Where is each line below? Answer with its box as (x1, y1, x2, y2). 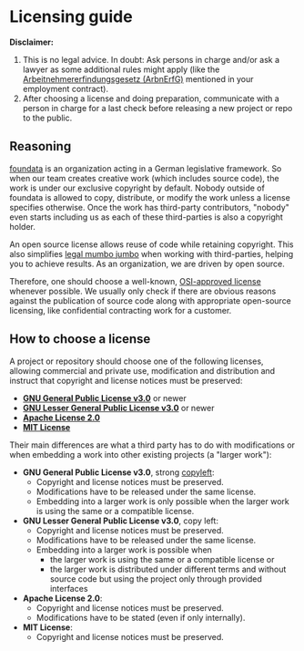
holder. (9, 221, 36, 232)
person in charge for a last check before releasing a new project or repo (22, 102, 293, 113)
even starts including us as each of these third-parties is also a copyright (9, 212, 284, 222)
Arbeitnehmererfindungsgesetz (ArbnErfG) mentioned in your (22, 73, 254, 84)
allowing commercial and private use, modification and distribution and (9, 365, 276, 376)
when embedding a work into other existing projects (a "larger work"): (9, 449, 272, 460)
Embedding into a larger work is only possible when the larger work (35, 495, 289, 507)
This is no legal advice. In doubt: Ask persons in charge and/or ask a (22, 54, 280, 65)
